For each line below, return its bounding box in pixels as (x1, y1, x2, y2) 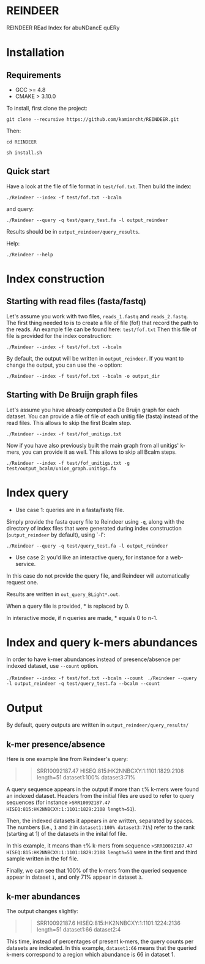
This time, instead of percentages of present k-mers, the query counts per (6, 938, 194, 945)
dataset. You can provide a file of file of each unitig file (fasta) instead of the (6, 412, 199, 420)
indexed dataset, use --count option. (6, 662, 99, 670)
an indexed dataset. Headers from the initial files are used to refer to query (6, 792, 195, 800)
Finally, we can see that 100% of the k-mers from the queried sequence (6, 867, 187, 874)
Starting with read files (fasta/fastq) (6, 296, 147, 307)
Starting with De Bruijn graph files (6, 390, 138, 400)
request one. (6, 578, 39, 586)
